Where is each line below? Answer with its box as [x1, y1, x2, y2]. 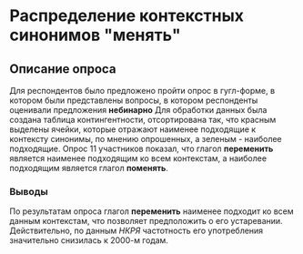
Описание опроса [9, 61, 116, 76]
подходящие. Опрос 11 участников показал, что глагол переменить [9, 143, 274, 154]
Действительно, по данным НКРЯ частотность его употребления [9, 225, 264, 237]
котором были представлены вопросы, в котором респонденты [9, 95, 258, 106]
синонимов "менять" [9, 25, 181, 46]
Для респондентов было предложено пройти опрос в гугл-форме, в [9, 86, 276, 96]
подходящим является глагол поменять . [9, 163, 168, 173]
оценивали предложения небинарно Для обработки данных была [9, 105, 268, 115]
